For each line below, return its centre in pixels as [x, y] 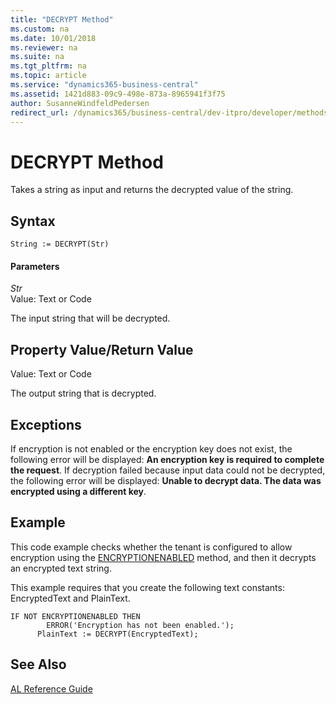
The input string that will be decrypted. [90, 318]
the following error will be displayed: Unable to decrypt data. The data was [166, 480]
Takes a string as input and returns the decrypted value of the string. [152, 190]
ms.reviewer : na [44, 47]
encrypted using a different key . [78, 491]
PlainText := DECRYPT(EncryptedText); [117, 634]
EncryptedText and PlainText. [70, 598]
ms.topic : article [48, 76]
